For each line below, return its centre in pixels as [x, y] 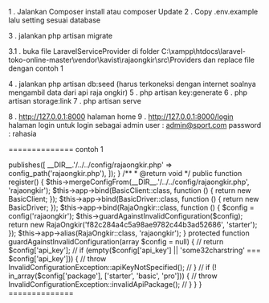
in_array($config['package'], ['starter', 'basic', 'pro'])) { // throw [113, 276]
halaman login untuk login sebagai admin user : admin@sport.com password [135, 125]
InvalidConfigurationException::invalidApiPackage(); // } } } [105, 284]
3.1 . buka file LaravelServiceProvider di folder [84, 51]
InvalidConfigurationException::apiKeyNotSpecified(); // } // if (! [112, 267]
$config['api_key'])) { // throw [57, 259]
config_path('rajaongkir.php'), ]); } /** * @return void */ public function [125, 173]
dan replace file [229, 60]
